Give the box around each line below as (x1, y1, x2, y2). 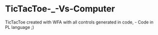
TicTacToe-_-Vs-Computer (5, 3, 115, 14)
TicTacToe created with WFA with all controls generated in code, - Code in (5, 19, 154, 25)
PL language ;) (5, 24, 35, 30)
